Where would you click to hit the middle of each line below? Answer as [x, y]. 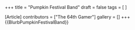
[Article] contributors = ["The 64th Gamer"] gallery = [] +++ [67, 17]
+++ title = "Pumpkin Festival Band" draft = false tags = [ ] [66, 7]
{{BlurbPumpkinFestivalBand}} [37, 22]
